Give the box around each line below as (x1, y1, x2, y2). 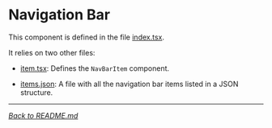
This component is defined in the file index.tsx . (8, 32, 164, 42)
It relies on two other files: (8, 47, 96, 57)
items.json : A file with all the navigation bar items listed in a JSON (19, 79, 239, 89)
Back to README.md (8, 110, 79, 120)
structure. (19, 87, 53, 97)
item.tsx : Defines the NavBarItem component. (19, 63, 170, 73)
